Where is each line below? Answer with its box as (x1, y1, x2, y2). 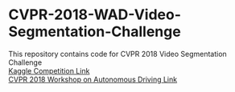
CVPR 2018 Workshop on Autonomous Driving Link (8, 74, 178, 84)
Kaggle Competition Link (8, 66, 90, 75)
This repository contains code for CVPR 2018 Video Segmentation (8, 49, 227, 58)
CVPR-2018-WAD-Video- (8, 6, 181, 24)
